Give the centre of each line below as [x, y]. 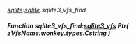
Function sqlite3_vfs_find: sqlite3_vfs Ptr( [68, 25]
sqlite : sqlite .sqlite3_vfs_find [47, 10]
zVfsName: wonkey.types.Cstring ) [59, 33]
